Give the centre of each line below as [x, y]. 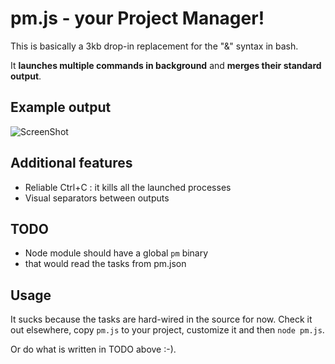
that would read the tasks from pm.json [105, 264]
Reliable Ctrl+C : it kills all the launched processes [128, 187]
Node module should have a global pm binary [116, 253]
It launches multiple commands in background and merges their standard [166, 65]
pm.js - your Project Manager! [137, 18]
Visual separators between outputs [97, 198]
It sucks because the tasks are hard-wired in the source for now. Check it [161, 319]
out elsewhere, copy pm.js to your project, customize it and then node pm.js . [167, 330]
